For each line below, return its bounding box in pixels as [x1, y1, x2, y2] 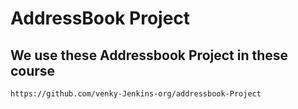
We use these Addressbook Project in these [10, 47, 289, 64]
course [10, 62, 56, 79]
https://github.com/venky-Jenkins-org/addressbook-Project [10, 89, 262, 99]
